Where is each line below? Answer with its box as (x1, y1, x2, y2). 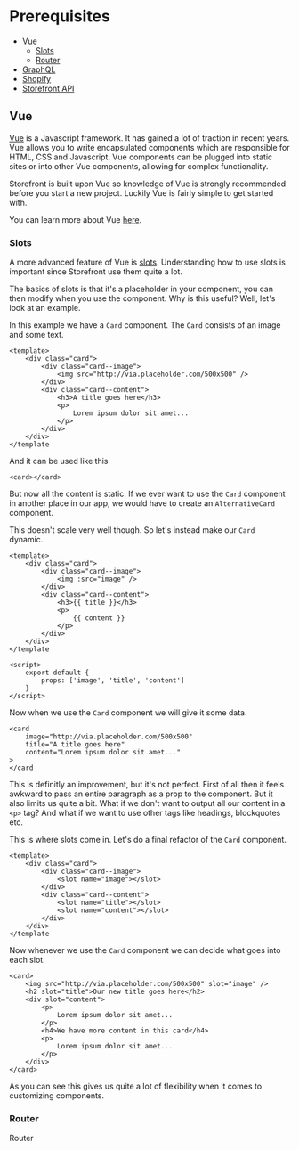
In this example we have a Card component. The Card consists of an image (9, 320, 281, 330)
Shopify (21, 73, 52, 84)
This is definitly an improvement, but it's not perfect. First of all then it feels (9, 779, 285, 790)
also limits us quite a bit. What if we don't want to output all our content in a (9, 798, 286, 809)
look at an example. (9, 303, 82, 314)
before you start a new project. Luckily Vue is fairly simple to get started (9, 187, 274, 198)
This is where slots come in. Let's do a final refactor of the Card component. (9, 835, 287, 845)
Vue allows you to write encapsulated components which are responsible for (9, 142, 290, 152)
